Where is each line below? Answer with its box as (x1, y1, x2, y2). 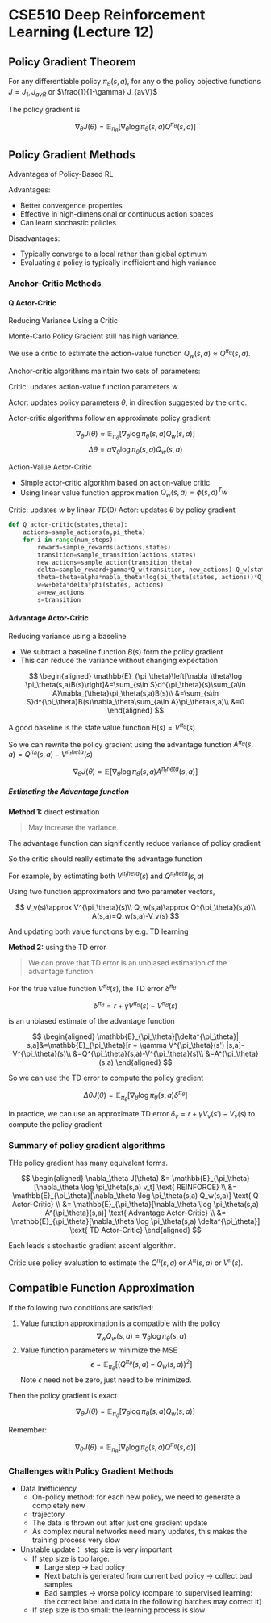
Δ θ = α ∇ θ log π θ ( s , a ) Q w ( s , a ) (88, 444, 183, 456)
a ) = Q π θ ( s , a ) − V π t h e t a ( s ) (8, 748, 94, 759)
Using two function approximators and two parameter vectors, (8, 887, 215, 897)
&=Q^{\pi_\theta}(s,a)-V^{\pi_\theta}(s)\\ (72, 1049, 204, 1059)
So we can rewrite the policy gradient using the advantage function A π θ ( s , (8, 738, 254, 749)
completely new (31, 1501, 85, 1511)
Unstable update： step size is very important (19, 1545, 173, 1554)
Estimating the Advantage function (8, 786, 129, 797)
